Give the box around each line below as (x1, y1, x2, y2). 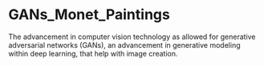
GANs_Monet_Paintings (8, 6, 170, 24)
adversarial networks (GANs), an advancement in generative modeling (8, 40, 241, 49)
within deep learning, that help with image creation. (8, 49, 178, 58)
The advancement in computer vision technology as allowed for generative (8, 32, 256, 41)
